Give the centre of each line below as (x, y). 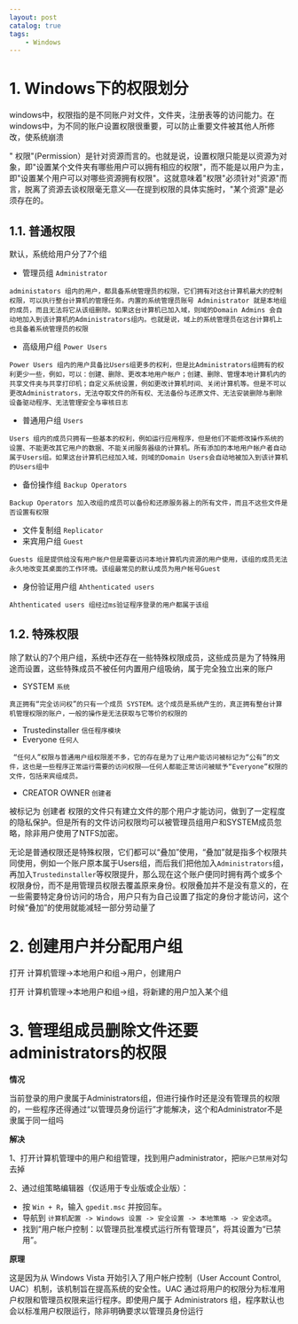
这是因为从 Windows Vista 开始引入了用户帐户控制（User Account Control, (145, 1277)
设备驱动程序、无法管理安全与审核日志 (69, 403)
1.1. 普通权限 (42, 231)
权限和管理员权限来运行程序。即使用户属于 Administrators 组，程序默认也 (151, 1299)
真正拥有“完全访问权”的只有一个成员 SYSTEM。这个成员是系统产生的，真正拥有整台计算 (146, 704)
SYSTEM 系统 (46, 686)
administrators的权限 (88, 1053)
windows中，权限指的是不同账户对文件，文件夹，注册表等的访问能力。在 (142, 115)
